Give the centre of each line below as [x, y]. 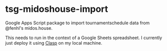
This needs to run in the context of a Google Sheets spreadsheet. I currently [84, 38]
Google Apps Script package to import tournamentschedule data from [77, 23]
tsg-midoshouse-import [57, 9]
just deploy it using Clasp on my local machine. [54, 43]
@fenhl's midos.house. [29, 28]
